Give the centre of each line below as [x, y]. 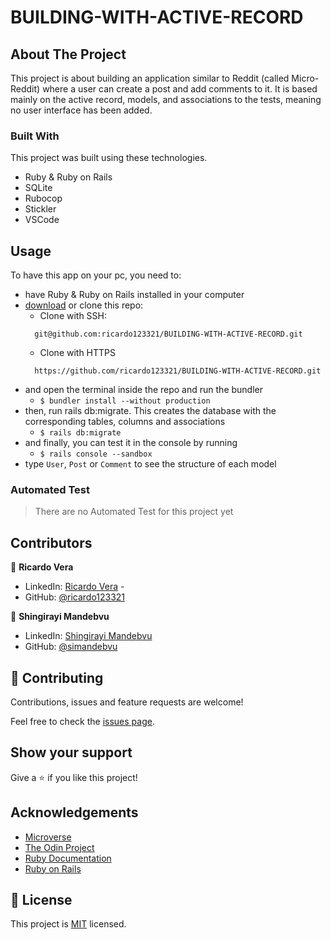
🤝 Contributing [57, 677]
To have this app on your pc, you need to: [96, 275]
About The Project [68, 54]
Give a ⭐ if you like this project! [74, 777]
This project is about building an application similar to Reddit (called [150, 78]
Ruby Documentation [68, 858]
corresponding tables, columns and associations [125, 422]
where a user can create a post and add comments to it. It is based [180, 89]
